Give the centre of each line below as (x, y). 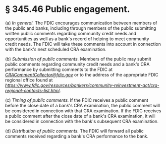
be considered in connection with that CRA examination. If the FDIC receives (83, 111)
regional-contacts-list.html (32, 90)
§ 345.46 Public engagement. (68, 9)
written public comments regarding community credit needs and (71, 33)
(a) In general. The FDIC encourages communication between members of (81, 23)
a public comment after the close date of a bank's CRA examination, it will (80, 116)
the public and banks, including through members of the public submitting (81, 28)
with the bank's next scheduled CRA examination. (56, 49)
